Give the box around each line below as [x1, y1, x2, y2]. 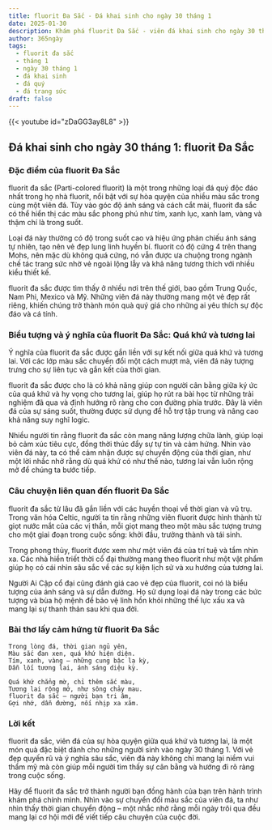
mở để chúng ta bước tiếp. [8, 465, 96, 475]
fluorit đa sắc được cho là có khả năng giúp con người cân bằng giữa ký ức [8, 381, 258, 390]
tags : [8, 42, 27, 50]
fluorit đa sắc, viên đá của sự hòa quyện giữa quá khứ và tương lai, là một [8, 736, 253, 746]
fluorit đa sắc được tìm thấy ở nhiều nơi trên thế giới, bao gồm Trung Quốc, [8, 283, 257, 292]
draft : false [8, 95, 53, 103]
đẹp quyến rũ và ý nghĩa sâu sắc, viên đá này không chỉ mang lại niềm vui [8, 754, 255, 764]
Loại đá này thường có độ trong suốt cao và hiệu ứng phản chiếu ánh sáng [8, 232, 257, 243]
